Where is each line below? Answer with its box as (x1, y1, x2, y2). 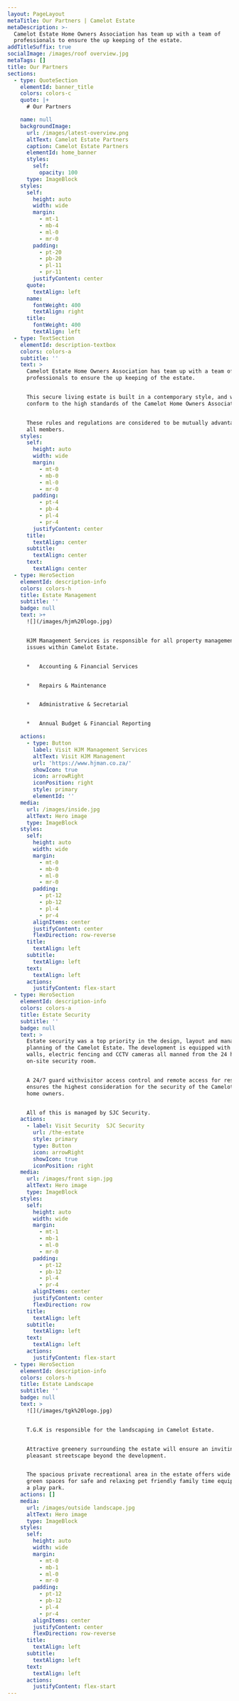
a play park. (26, 1484, 65, 1491)
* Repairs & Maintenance (26, 682, 107, 689)
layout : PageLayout (7, 10, 65, 18)
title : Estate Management (20, 591, 97, 599)
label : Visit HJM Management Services (33, 746, 148, 753)
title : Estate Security (20, 1011, 91, 1018)
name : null (20, 116, 53, 123)
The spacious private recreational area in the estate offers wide (26, 1471, 231, 1479)
